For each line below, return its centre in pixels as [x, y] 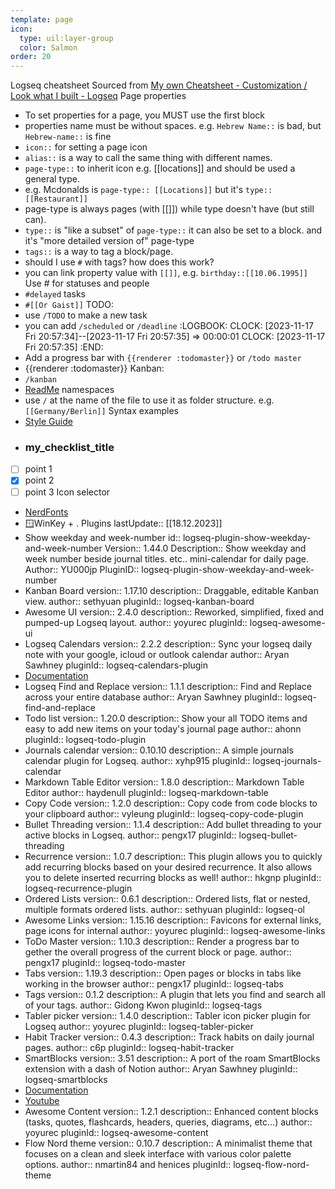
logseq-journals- [287, 760]
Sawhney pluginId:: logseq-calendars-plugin [116, 665]
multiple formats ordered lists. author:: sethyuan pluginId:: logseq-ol [165, 909]
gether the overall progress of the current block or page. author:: [158, 952]
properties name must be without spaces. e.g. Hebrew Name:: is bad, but [173, 126]
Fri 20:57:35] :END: [64, 347]
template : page [42, 19]
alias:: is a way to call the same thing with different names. [148, 158]
